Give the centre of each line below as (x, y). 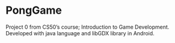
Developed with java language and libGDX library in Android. (80, 33)
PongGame (34, 10)
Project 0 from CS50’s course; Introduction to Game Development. (87, 27)
